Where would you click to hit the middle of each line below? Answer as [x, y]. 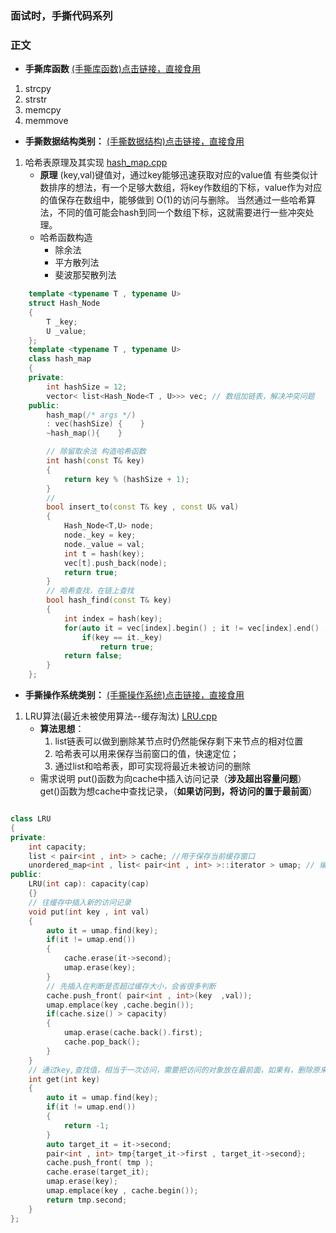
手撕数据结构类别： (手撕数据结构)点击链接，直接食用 [134, 141]
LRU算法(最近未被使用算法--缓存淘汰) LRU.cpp [121, 716]
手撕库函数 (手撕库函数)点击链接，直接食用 [112, 69]
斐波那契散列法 [85, 275]
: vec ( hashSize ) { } [95, 424]
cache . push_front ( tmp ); [100, 1163]
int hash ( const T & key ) [95, 461]
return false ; [93, 656]
